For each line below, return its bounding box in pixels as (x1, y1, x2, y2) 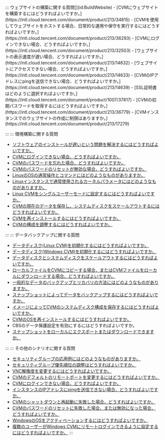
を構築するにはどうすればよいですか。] (5, 11, 82, 16)
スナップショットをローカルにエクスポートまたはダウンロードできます (12, 329, 155, 335)
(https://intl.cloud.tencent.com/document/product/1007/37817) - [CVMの (5, 97, 152, 102)
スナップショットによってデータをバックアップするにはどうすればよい (12, 292, 154, 298)
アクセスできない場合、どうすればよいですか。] (13, 66, 108, 72)
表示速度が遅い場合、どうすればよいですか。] (13, 54, 104, 60)
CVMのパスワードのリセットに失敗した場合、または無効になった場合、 (12, 405, 156, 411)
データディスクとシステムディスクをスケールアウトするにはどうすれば (12, 255, 154, 261)
